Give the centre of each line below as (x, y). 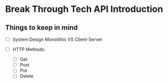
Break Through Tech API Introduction (84, 9)
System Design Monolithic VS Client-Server (57, 39)
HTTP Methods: (29, 49)
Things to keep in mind (42, 28)
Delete (27, 76)
